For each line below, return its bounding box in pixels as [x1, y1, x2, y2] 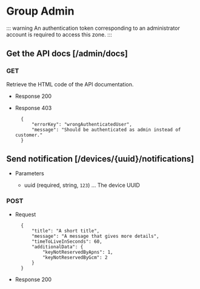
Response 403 [15, 104, 52, 111]
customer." [15, 132, 43, 138]
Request [15, 211, 36, 218]
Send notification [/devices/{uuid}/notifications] [6, 154, 195, 164]
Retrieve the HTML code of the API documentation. [6, 80, 134, 88]
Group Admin [6, 4, 75, 18]
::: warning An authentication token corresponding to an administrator [6, 24, 181, 32]
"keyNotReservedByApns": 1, [42, 249, 113, 255]
